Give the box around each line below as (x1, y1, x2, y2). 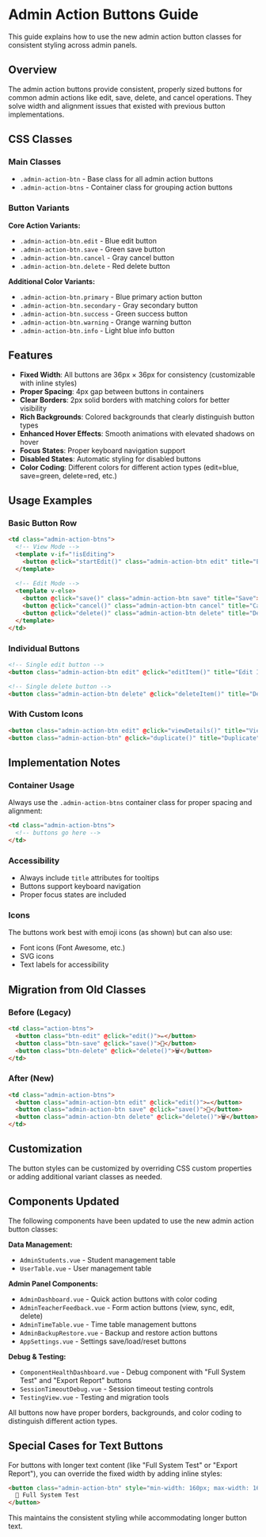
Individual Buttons (8, 642, 81, 654)
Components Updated (8, 1195, 120, 1209)
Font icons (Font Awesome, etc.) (19, 943, 126, 952)
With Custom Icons (8, 708, 84, 719)
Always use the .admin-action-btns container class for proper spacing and (8, 798, 253, 807)
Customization (8, 1142, 83, 1156)
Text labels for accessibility (19, 960, 109, 969)
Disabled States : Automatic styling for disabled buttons (19, 454, 202, 463)
